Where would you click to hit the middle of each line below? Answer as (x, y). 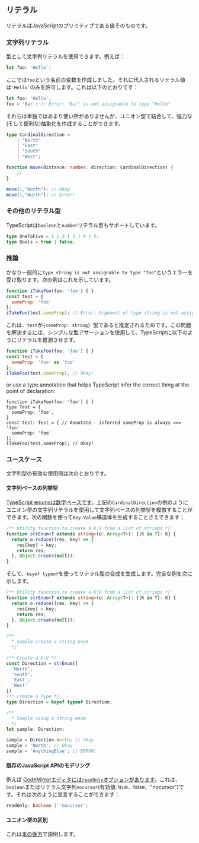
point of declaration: (31, 391)
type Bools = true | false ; (41, 242)
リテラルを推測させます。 (47, 340)
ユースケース (24, 459)
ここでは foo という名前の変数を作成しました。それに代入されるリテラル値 (96, 80)
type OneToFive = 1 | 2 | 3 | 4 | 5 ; (53, 236)
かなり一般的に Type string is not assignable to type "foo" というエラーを (99, 272)
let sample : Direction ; (36, 729)
